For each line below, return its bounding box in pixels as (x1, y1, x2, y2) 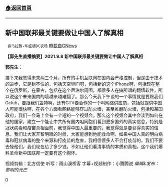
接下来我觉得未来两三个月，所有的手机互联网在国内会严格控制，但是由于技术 (5, 75, 163, 81)
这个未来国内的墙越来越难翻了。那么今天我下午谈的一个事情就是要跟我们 (13, 94, 163, 100)
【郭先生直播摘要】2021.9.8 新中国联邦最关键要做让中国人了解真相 (5, 54, 143, 60)
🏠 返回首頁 (5, 4, 32, 11)
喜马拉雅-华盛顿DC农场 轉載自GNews (7, 43, 77, 49)
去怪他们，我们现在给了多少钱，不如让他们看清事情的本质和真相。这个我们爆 (5, 144, 163, 150)
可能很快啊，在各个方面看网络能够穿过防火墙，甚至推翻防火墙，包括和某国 (9, 106, 163, 112)
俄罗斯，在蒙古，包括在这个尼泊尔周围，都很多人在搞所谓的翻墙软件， (13, 87, 158, 93)
